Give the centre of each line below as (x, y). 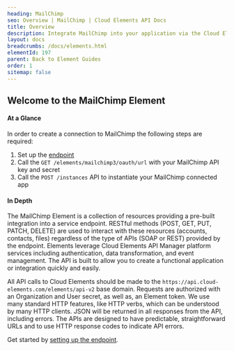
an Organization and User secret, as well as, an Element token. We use (109, 296)
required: (20, 141)
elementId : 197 (29, 53)
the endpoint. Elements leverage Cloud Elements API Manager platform (109, 246)
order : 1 (20, 66)
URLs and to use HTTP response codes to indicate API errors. (96, 327)
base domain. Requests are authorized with (158, 289)
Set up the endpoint (46, 155)
